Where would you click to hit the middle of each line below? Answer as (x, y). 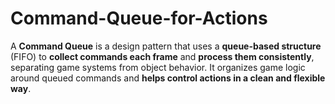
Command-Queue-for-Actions (139, 18)
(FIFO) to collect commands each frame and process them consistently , (162, 56)
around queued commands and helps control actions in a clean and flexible (168, 78)
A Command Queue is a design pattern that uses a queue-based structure (166, 46)
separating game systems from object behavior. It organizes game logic (158, 67)
